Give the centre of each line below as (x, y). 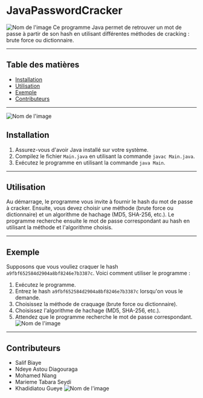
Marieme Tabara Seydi (43, 382)
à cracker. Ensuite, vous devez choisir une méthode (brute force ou (90, 208)
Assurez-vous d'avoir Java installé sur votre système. (82, 149)
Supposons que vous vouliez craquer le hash (63, 267)
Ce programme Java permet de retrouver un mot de (118, 27)
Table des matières (43, 65)
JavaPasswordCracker (64, 11)
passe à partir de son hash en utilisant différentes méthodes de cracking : (98, 33)
